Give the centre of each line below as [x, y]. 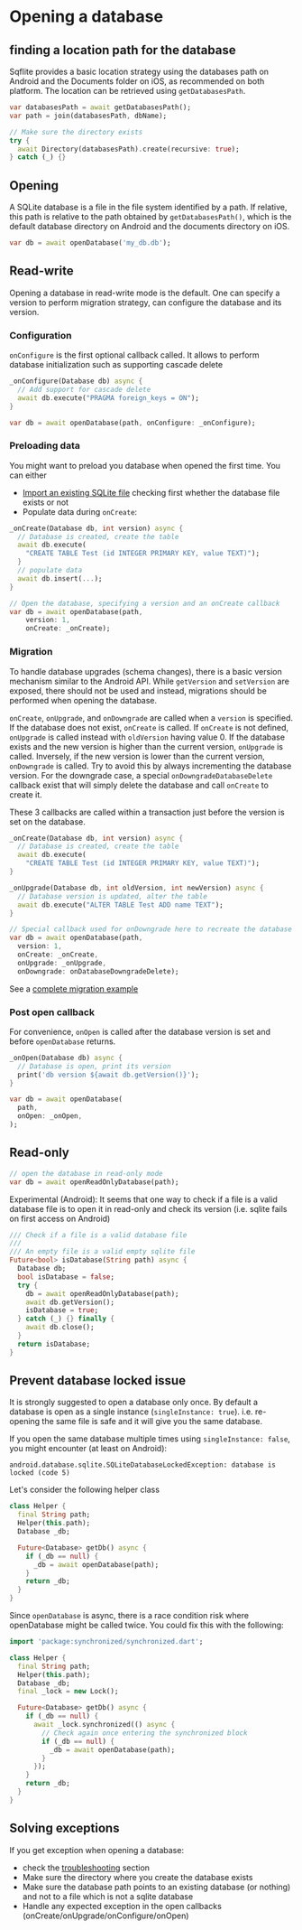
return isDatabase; [54, 1344]
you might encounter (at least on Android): [88, 1449]
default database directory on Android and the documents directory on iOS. [150, 227]
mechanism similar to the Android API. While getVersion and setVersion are [150, 681]
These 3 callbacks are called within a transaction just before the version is [147, 812]
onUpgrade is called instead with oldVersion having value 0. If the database [147, 737]
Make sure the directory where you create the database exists [137, 1877]
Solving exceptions [64, 1828]
